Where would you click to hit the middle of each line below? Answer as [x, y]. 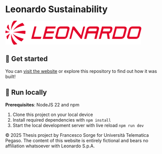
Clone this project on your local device [53, 114]
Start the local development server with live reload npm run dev [78, 125]
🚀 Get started [27, 59]
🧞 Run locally [26, 92]
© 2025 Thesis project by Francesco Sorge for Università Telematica [77, 135]
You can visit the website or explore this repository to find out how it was [81, 71]
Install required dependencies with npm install [62, 120]
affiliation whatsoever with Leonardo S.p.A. [50, 146]
